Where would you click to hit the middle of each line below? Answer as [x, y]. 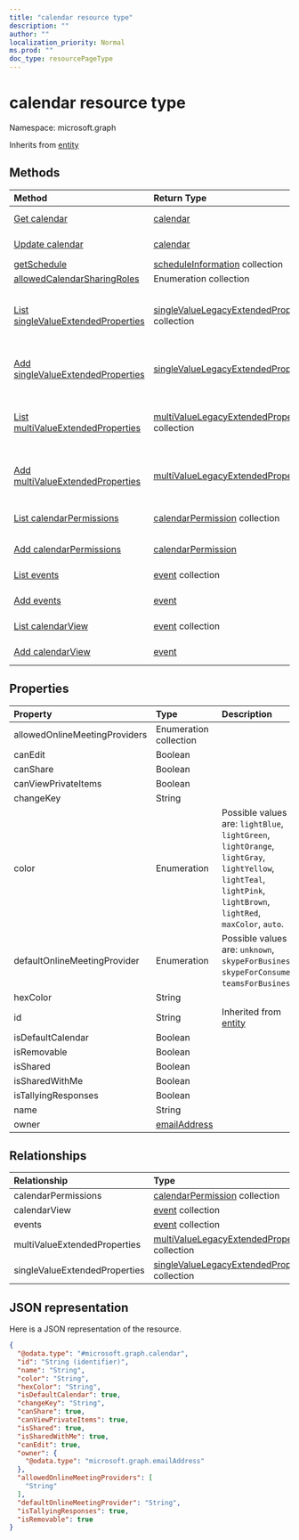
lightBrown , [246, 901]
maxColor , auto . [253, 924]
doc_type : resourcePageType [61, 59]
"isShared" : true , [52, 1428]
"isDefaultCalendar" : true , [69, 1395]
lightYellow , [248, 868]
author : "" [29, 34]
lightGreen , [246, 835]
